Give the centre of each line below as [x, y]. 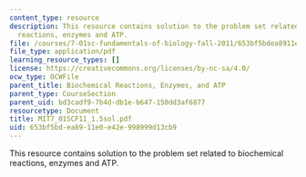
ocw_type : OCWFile [44, 77]
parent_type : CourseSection [63, 93]
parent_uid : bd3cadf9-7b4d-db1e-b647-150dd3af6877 [107, 102]
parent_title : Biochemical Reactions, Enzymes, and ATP [117, 85]
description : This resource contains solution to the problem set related [154, 26]
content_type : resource [55, 18]
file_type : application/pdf [63, 52]
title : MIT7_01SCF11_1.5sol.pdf [71, 119]
